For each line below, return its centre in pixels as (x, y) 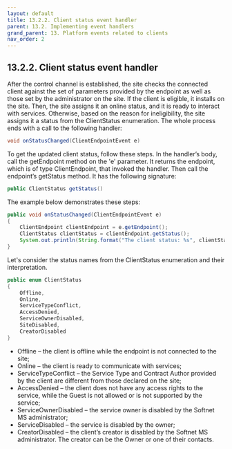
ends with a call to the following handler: (65, 128)
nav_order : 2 (26, 39)
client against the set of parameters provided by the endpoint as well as (109, 91)
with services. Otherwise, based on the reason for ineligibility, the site (106, 113)
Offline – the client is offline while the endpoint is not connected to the (117, 351)
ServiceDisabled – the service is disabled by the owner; (96, 424)
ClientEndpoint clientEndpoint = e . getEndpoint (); (94, 228)
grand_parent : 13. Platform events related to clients (88, 33)
